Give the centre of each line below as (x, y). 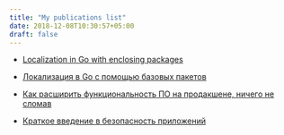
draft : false (34, 34)
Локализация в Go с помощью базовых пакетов (114, 77)
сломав (37, 104)
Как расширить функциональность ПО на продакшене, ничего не (148, 94)
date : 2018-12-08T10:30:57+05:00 (72, 26)
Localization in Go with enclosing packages (103, 60)
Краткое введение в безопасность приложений (114, 121)
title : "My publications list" (68, 17)
